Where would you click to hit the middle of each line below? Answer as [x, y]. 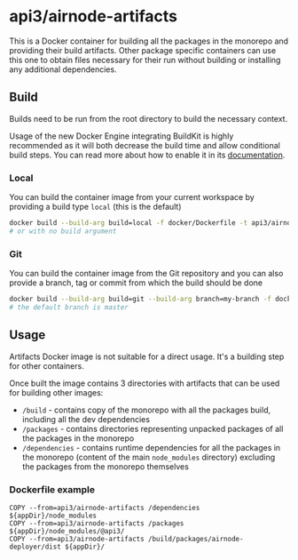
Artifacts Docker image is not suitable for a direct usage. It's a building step [147, 356]
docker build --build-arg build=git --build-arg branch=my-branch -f [141, 300]
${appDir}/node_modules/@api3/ [67, 531]
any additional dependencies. [63, 69]
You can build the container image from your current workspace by [132, 197]
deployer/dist [35, 547]
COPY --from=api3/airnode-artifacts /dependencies [105, 508]
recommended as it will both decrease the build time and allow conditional [145, 145]
